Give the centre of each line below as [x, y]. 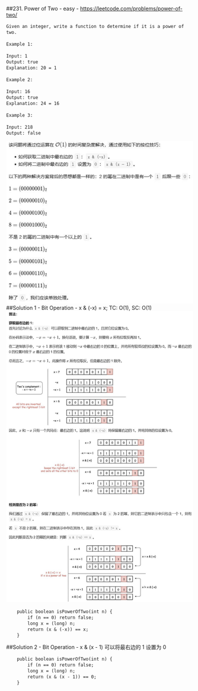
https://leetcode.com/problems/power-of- [131, 9]
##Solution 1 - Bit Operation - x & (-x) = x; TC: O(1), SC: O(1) [79, 308]
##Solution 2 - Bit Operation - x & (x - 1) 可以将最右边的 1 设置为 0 [86, 647]
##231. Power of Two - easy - [42, 9]
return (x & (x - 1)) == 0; [62, 677]
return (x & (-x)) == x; [58, 630]
